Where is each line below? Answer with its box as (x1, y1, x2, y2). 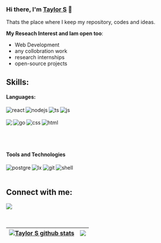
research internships (14, 54, 65, 61)
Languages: (6, 93, 36, 100)
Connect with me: (6, 187, 73, 197)
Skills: (6, 77, 29, 87)
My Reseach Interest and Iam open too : (6, 30, 104, 37)
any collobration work (14, 48, 68, 55)
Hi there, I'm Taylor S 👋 (6, 5, 72, 14)
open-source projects (14, 60, 68, 67)
